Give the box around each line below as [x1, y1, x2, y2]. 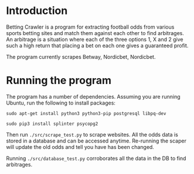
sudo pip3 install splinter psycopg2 [6, 121, 98, 127]
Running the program [6, 74, 112, 87]
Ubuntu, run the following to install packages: [6, 99, 116, 106]
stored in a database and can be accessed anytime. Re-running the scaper [6, 137, 186, 144]
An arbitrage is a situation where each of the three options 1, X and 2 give [6, 36, 183, 43]
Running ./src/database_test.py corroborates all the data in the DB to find [6, 155, 186, 162]
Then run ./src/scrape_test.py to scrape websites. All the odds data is [6, 131, 179, 138]
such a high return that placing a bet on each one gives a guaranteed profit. [6, 42, 189, 49]
